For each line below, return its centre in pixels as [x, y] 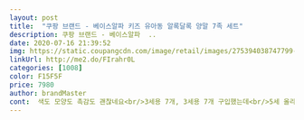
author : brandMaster [48, 93]
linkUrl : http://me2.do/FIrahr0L [72, 60]
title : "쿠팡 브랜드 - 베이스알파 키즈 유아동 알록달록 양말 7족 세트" [126, 26]
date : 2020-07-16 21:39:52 [60, 43]
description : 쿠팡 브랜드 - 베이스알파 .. [83, 34]
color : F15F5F [36, 77]
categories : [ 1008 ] [46, 69]
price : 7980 [32, 85]
